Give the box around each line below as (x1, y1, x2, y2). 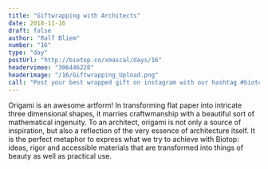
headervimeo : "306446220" (8, 64, 94, 72)
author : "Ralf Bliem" (8, 33, 81, 42)
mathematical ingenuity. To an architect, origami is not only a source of (8, 117, 242, 127)
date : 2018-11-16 (8, 19, 66, 27)
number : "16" (8, 41, 52, 49)
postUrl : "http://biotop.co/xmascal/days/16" (8, 57, 162, 65)
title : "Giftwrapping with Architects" (8, 11, 141, 20)
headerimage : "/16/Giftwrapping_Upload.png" (8, 71, 159, 79)
